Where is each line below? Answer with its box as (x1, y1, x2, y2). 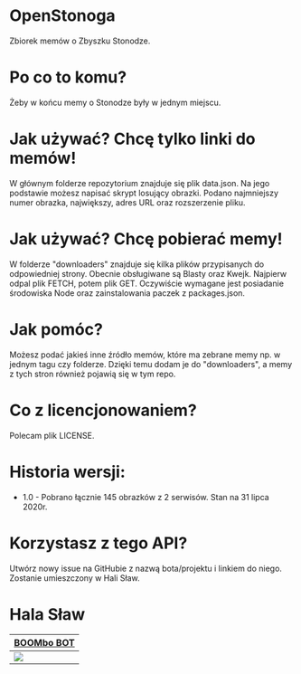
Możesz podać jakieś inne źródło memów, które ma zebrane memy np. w (9, 349, 281, 360)
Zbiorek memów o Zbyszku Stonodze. (9, 35, 151, 46)
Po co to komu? (9, 67, 127, 88)
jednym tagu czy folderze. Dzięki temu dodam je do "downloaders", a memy (9, 358, 293, 369)
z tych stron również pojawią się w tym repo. (9, 368, 176, 379)
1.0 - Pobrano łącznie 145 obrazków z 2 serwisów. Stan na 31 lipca (22, 491, 269, 502)
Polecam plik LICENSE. (9, 430, 95, 441)
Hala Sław (9, 603, 86, 624)
